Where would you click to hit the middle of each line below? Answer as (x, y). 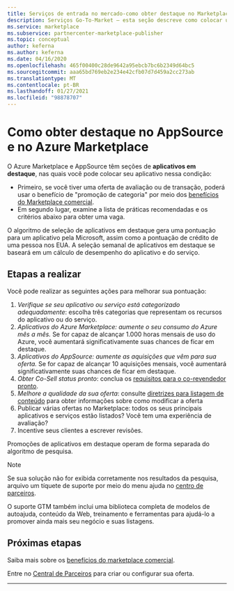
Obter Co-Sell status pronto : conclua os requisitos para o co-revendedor (122, 378)
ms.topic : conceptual (39, 40)
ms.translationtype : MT (42, 78)
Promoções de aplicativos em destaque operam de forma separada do (109, 443)
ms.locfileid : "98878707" (45, 98)
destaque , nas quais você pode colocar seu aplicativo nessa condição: (110, 173)
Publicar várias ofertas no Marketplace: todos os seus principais (109, 408)
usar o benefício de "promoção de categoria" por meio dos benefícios (118, 194)
